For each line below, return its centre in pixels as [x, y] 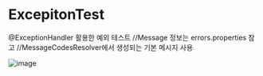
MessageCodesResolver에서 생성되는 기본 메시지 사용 [107, 47]
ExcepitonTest [57, 15]
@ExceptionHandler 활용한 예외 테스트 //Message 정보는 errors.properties [128, 37]
